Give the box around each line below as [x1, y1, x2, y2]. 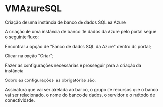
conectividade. [5, 97, 35, 103]
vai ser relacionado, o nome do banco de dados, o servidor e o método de [5, 92, 156, 98]
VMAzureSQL [5, 3, 62, 14]
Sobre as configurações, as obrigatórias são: [5, 77, 96, 83]
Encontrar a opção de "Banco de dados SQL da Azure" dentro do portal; [5, 43, 151, 49]
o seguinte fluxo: [5, 34, 39, 40]
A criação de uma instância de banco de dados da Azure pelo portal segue [5, 28, 157, 34]
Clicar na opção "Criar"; [5, 53, 54, 59]
